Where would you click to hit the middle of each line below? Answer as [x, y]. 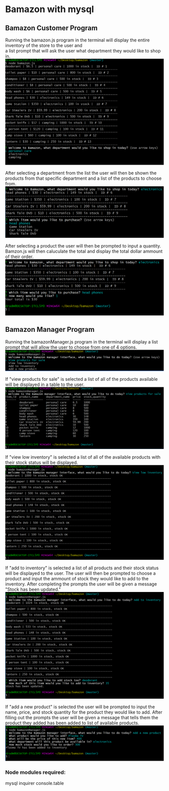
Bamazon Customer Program [52, 28]
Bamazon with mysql [50, 9]
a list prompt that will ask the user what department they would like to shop [83, 51]
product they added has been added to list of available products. [72, 723]
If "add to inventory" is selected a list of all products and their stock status [82, 568]
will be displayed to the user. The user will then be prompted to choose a [80, 573]
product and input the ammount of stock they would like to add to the [77, 579]
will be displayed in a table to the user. [45, 384]
